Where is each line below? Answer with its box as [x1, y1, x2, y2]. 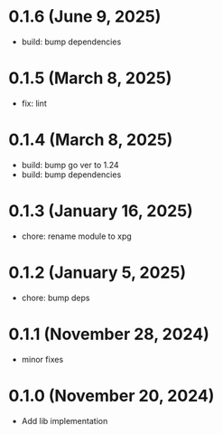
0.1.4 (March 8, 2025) [8, 129, 173, 150]
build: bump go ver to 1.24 [21, 159, 119, 170]
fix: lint [21, 98, 47, 109]
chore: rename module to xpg [21, 231, 132, 241]
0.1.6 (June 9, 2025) [8, 6, 162, 27]
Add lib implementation [21, 415, 108, 426]
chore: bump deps [21, 292, 90, 303]
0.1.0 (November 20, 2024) [8, 385, 215, 406]
